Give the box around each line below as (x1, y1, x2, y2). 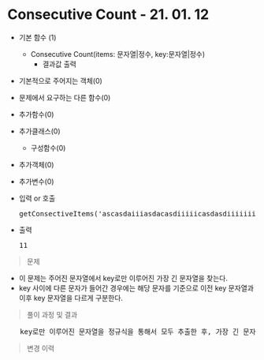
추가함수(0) (18, 109, 54, 119)
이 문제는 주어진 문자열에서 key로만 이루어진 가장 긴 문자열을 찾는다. (18, 273, 229, 283)
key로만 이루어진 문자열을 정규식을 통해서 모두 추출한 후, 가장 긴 (20, 327, 240, 336)
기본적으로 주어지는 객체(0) (18, 76, 103, 85)
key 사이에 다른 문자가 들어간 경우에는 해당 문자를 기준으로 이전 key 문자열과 (18, 283, 254, 293)
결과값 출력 (42, 59, 76, 69)
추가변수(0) (18, 176, 54, 186)
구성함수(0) (30, 143, 66, 152)
